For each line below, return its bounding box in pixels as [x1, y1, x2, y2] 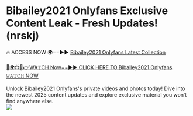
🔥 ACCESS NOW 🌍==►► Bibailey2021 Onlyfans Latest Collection [6, 49, 166, 56]
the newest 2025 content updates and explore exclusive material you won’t [6, 91, 187, 98]
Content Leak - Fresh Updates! [6, 16, 158, 30]
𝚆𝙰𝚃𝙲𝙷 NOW [6, 72, 39, 79]
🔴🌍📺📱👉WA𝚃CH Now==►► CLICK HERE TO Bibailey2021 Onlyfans [6, 63, 173, 71]
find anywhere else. [6, 97, 54, 104]
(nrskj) [6, 29, 39, 42]
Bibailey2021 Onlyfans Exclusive [6, 4, 168, 18]
